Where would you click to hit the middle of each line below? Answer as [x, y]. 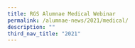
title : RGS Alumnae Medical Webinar [61, 14]
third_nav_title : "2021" [44, 34]
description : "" [31, 27]
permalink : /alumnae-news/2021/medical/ [68, 20]
